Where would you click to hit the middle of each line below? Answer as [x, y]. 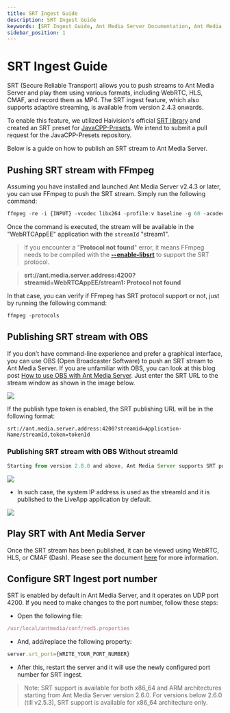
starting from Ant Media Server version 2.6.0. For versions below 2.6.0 [123, 695]
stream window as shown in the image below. [71, 383]
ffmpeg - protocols [33, 315]
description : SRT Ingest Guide [52, 20]
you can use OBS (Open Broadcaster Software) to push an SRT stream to [110, 361]
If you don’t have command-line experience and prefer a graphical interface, [115, 353]
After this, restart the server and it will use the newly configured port [114, 667]
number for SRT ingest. [50, 675]
